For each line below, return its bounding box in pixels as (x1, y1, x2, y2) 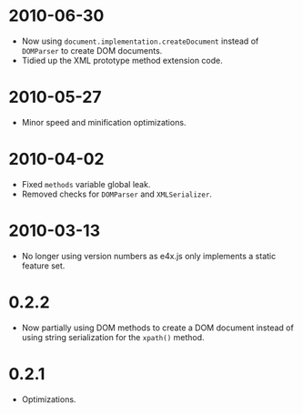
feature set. (21, 260, 66, 271)
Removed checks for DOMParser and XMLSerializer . (21, 188, 213, 199)
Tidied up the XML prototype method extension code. (21, 55, 224, 66)
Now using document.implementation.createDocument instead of (21, 35, 259, 46)
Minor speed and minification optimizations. (21, 116, 187, 127)
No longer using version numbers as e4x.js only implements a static (21, 250, 277, 261)
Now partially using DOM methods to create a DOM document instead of (21, 322, 295, 333)
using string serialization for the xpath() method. (21, 331, 206, 342)
